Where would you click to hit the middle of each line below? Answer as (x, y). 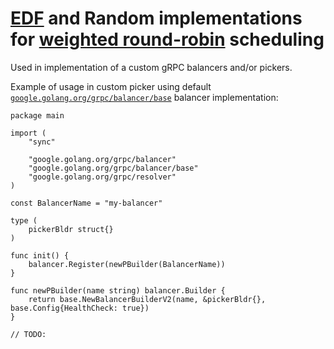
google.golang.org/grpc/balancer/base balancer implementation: (144, 97)
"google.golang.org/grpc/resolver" (102, 177)
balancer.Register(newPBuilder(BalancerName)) (127, 264)
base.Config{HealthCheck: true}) (80, 308)
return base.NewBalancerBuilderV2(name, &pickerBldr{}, (147, 299)
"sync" (42, 142)
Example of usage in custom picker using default (111, 86)
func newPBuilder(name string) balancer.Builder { (118, 290)
